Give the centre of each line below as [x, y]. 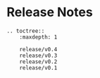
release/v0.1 [38, 67]
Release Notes [50, 12]
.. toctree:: [26, 31]
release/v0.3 [38, 56]
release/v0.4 [38, 49]
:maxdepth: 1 [38, 37]
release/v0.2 [38, 61]
